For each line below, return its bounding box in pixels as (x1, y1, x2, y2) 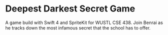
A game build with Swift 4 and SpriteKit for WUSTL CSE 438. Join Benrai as (5, 19, 163, 25)
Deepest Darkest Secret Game (5, 3, 136, 14)
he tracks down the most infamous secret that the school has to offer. (5, 24, 151, 30)
